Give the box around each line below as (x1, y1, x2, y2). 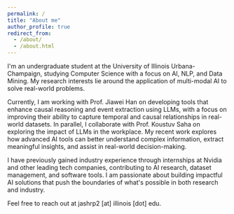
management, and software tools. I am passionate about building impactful (7, 171, 223, 179)
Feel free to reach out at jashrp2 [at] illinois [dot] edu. (7, 199, 162, 207)
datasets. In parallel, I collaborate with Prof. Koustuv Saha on (25, 120, 201, 128)
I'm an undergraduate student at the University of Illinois (7, 62, 170, 70)
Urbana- (171, 62, 196, 70)
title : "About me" (7, 17, 61, 24)
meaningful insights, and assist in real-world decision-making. (7, 143, 187, 150)
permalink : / (7, 10, 46, 17)
